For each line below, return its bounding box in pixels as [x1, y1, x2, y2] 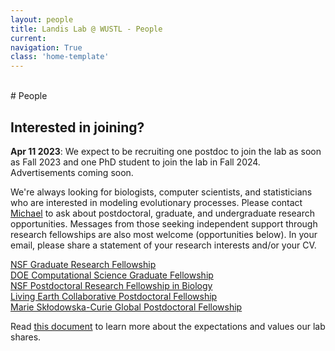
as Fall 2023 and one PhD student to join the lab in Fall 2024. [10, 156, 261, 168]
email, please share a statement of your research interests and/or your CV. [10, 239, 317, 251]
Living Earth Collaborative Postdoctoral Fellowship [10, 290, 218, 302]
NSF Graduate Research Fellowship [10, 258, 157, 270]
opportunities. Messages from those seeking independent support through [10, 217, 318, 230]
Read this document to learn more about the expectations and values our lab [10, 320, 326, 332]
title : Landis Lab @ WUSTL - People [10, 24, 163, 34]
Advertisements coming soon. [10, 166, 134, 178]
